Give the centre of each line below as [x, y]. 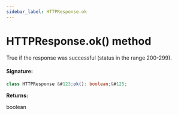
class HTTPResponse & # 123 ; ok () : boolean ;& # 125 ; [67, 84]
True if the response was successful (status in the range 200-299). [89, 58]
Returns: [17, 95]
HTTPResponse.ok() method [79, 41]
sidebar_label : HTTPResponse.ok [46, 12]
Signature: [19, 72]
